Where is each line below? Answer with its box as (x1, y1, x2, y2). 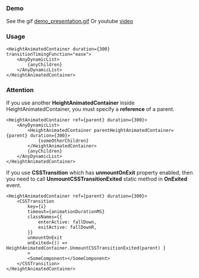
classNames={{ (27, 214, 62, 220)
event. (6, 181, 22, 188)
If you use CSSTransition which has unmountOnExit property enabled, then (6, 169, 193, 176)
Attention (6, 86, 34, 94)
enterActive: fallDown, (37, 219, 97, 225)
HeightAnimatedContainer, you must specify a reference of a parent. (6, 105, 175, 112)
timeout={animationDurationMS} (27, 208, 105, 214)
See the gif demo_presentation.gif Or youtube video (6, 18, 134, 25)
